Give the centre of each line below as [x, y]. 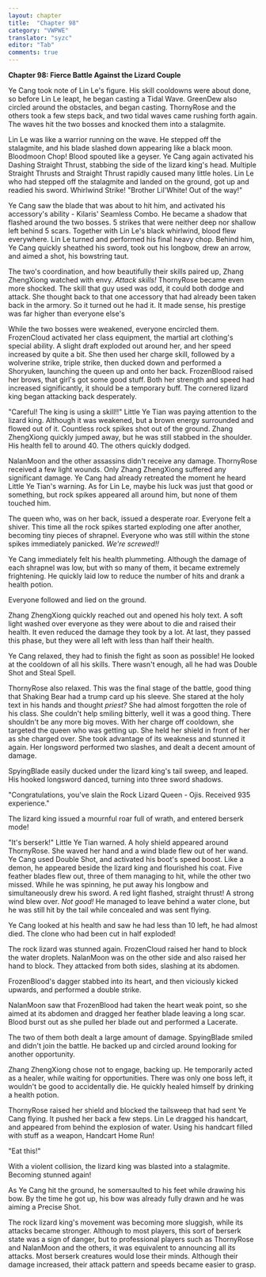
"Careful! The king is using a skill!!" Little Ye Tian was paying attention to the [133, 412]
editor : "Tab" [32, 45]
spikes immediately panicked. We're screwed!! [84, 544]
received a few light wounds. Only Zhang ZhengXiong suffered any [118, 469]
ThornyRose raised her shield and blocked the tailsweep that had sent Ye [127, 1110]
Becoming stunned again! [50, 1175]
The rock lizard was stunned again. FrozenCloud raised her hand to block [128, 949]
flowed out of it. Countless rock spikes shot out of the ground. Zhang [121, 429]
